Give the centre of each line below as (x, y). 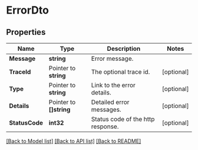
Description (124, 49)
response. (105, 126)
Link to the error (113, 85)
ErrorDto (27, 10)
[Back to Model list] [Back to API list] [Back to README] (74, 141)
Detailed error (110, 102)
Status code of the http (123, 119)
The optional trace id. (121, 72)
